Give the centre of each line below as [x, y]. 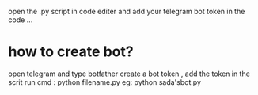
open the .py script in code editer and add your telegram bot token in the [127, 11]
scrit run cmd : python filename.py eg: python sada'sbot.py [105, 82]
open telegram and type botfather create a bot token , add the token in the [129, 74]
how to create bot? [71, 52]
